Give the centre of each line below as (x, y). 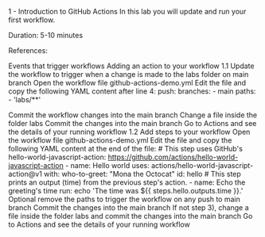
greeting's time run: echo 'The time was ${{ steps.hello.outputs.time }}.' (126, 191)
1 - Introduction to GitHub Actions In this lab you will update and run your (127, 11)
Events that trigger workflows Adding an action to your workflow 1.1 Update (131, 66)
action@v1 (25, 174)
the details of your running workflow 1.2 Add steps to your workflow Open (129, 132)
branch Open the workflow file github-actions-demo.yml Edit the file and (127, 83)
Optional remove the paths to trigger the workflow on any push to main (124, 199)
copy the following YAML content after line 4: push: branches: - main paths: (132, 91)
